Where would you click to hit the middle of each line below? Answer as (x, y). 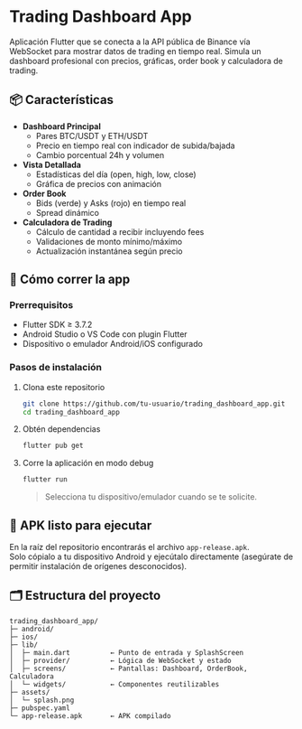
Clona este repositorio (64, 387)
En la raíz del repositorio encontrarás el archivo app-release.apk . (129, 547)
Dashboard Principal (62, 126)
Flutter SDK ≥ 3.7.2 (57, 325)
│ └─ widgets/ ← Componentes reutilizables (114, 684)
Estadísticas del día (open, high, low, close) (116, 174)
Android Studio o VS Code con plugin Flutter (105, 334)
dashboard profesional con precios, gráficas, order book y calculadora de (146, 61)
